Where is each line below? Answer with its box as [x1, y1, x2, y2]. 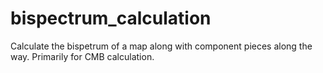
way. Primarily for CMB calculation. [10, 50, 155, 62]
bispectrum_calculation [10, 7, 212, 30]
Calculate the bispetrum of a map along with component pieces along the [10, 40, 313, 52]
